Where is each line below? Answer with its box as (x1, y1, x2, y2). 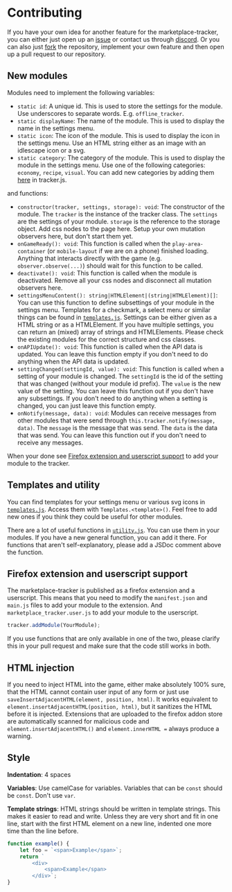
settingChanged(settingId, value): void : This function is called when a (17, 364, 224, 372)
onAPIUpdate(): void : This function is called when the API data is (17, 342, 203, 351)
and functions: (7, 189, 48, 197)
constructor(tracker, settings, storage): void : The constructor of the (17, 203, 225, 211)
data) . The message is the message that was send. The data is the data (17, 423, 218, 431)
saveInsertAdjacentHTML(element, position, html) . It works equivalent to (7, 695, 218, 703)
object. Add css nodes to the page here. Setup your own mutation (17, 224, 206, 233)
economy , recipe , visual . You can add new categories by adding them (17, 168, 215, 176)
